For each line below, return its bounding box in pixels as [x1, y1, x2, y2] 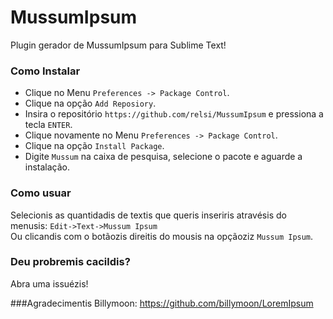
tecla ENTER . [24, 119, 73, 131]
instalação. [24, 161, 71, 173]
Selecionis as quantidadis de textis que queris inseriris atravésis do [10, 209, 287, 221]
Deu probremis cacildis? [10, 255, 131, 269]
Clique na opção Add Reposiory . [24, 97, 157, 110]
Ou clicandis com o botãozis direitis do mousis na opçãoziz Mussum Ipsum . [10, 230, 314, 242]
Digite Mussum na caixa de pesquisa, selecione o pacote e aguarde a [24, 151, 303, 163]
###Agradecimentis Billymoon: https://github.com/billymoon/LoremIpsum [10, 297, 314, 309]
